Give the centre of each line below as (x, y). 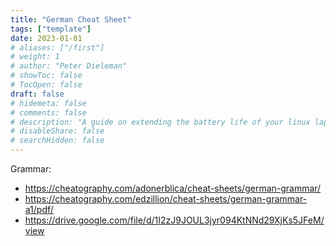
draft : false (37, 94)
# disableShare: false (57, 131)
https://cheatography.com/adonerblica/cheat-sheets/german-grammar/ (173, 188)
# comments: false (48, 112)
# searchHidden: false (57, 141)
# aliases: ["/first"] (57, 47)
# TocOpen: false (46, 85)
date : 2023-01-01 (46, 38)
